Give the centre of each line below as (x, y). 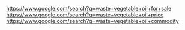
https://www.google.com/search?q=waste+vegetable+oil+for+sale (89, 9)
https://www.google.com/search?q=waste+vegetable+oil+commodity (92, 21)
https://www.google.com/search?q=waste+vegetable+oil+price (85, 15)
